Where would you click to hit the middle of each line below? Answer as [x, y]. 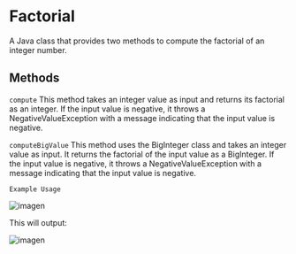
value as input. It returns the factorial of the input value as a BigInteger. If [142, 154]
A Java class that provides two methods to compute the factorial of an [137, 41]
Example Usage [35, 189]
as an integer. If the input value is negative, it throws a [107, 109]
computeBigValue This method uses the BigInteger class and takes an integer [148, 144]
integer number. [38, 50]
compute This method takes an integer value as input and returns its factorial [147, 99]
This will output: [38, 222]
